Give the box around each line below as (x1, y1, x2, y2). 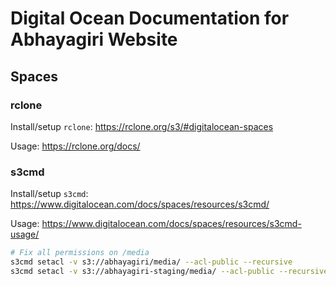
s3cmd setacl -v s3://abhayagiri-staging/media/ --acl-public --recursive (10, 266, 329, 276)
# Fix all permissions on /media (10, 248, 150, 258)
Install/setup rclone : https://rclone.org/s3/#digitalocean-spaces (10, 120, 274, 132)
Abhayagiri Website (10, 28, 178, 51)
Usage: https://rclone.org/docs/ (10, 140, 141, 152)
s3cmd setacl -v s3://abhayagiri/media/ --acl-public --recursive (10, 257, 293, 267)
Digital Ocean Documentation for (10, 7, 290, 30)
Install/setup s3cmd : (10, 188, 89, 200)
